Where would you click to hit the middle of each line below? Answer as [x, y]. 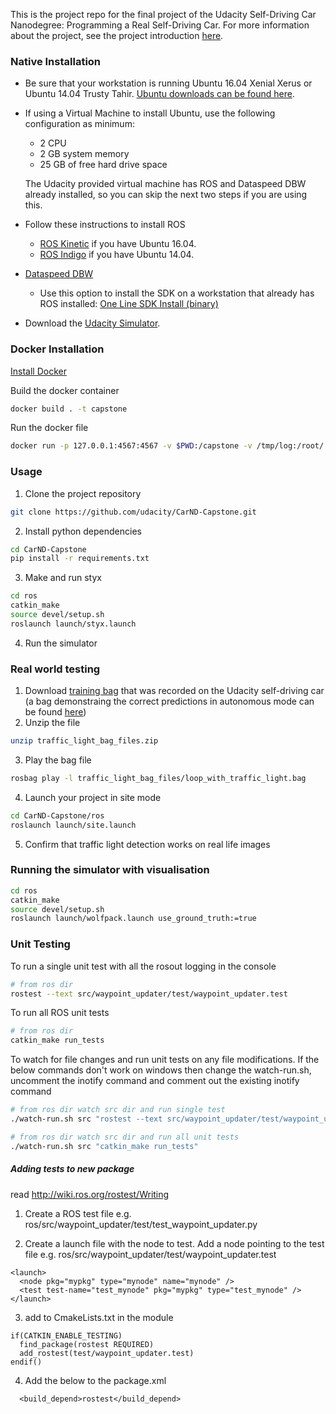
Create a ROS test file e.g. [78, 1213]
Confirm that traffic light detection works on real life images [147, 844]
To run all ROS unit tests [60, 1013]
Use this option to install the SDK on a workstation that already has [177, 293]
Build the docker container [65, 390]
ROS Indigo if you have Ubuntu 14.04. [117, 255]
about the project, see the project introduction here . [117, 35]
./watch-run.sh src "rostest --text [86, 1119]
